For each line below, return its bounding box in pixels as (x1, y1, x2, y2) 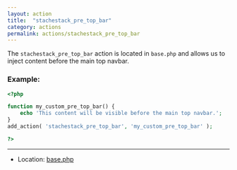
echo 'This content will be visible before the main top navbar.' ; (20, 110, 222, 117)
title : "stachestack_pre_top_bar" (7, 17, 112, 24)
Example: (7, 75, 40, 85)
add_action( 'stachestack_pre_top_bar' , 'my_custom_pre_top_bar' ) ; (7, 123, 213, 130)
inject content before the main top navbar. (7, 57, 129, 66)
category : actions (7, 23, 61, 30)
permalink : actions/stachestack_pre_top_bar (7, 30, 140, 37)
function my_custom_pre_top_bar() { (7, 103, 115, 110)
